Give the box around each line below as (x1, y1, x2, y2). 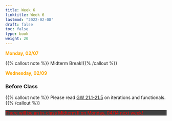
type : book (5, 31, 29, 36)
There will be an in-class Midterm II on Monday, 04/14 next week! (5, 110, 143, 116)
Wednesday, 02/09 (5, 70, 48, 76)
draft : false (5, 22, 33, 27)
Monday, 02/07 (5, 50, 39, 56)
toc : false (5, 27, 29, 32)
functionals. (140, 94, 166, 100)
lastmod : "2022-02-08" (5, 17, 54, 22)
